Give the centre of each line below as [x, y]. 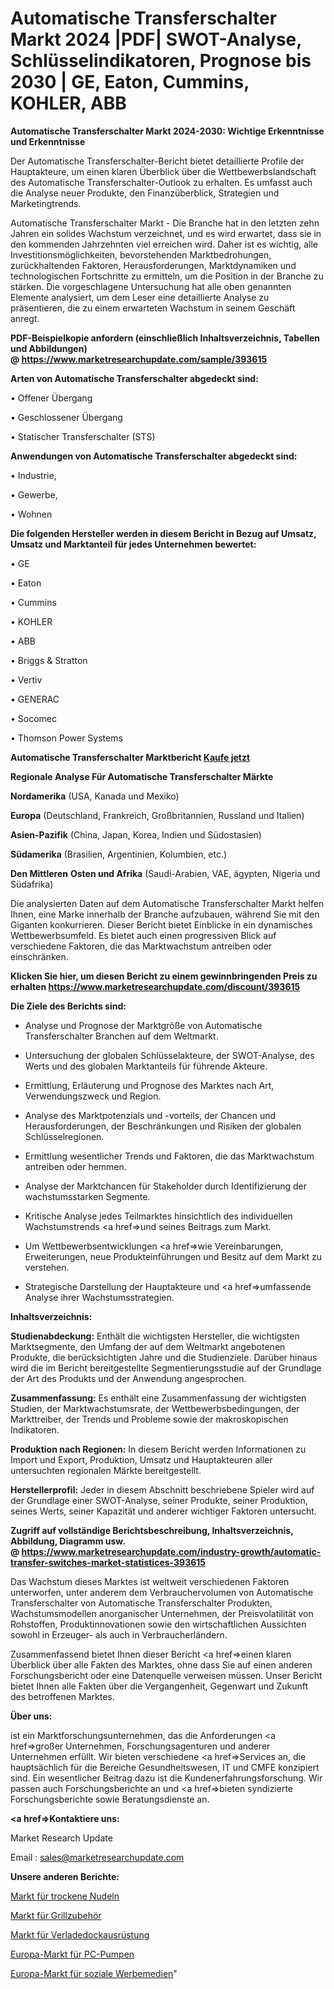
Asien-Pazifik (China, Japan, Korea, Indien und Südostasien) [136, 834]
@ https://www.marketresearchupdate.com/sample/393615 [139, 359]
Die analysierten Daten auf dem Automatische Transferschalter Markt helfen [167, 903]
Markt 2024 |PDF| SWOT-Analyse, [156, 39]
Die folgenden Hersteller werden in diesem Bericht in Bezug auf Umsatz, [163, 533]
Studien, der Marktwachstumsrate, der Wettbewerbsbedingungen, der [155, 1408]
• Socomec [34, 718]
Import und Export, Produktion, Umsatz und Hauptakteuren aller [141, 1459]
